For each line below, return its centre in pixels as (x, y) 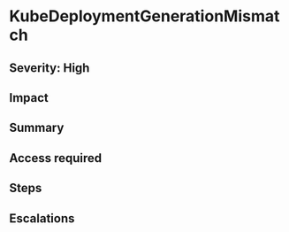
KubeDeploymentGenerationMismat (144, 16)
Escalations (42, 218)
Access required (56, 158)
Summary (37, 128)
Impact (29, 98)
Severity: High (49, 68)
